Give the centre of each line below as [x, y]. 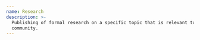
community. [25, 28]
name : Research [25, 11]
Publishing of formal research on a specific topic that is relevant [99, 22]
